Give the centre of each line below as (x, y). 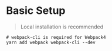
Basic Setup (36, 11)
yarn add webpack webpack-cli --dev (51, 42)
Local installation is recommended (62, 27)
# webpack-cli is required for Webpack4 (56, 37)
